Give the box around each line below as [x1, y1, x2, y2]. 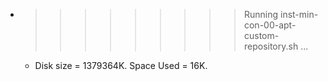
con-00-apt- [243, 19, 297, 31]
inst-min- [279, 9, 319, 20]
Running [243, 9, 279, 20]
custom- [243, 30, 280, 41]
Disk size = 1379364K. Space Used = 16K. [34, 60, 208, 71]
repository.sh [243, 40, 299, 52]
